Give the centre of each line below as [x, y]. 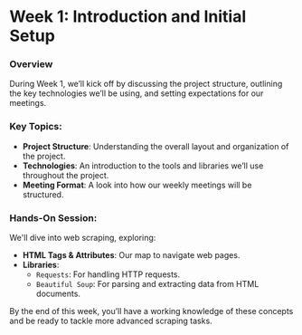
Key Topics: [36, 127]
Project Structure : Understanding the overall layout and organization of [156, 146]
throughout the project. [66, 175]
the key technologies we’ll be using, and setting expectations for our [137, 93]
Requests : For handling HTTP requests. [108, 274]
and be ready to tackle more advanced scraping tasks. [111, 321]
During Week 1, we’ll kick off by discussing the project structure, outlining [146, 84]
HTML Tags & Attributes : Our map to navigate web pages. [131, 255]
